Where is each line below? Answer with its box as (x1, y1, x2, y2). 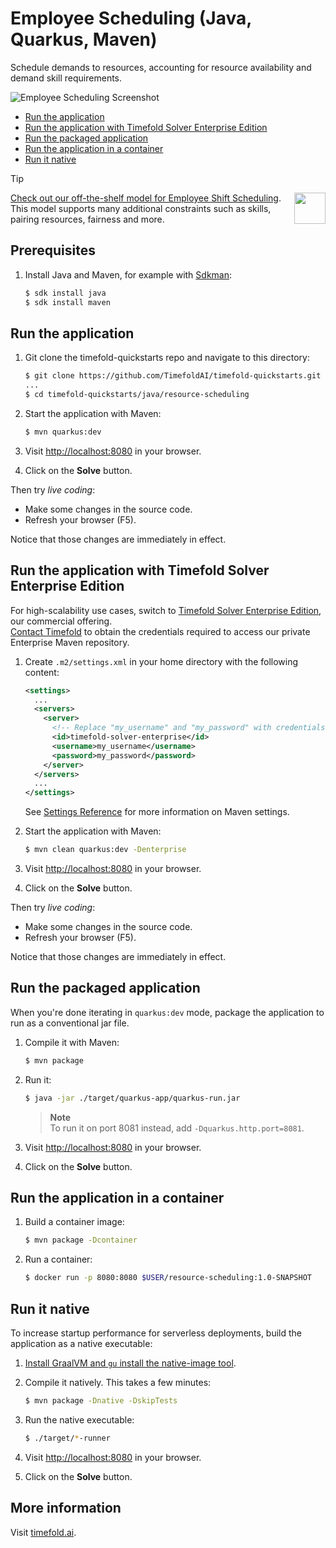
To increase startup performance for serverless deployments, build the (10, 1327, 303, 1339)
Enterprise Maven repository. (10, 636, 130, 648)
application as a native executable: (10, 1337, 153, 1349)
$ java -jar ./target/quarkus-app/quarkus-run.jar (24, 1093, 241, 1103)
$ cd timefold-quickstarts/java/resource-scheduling (24, 390, 250, 400)
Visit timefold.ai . (10, 1526, 77, 1538)
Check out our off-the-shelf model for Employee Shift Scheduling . (10, 192, 282, 204)
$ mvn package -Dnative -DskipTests (24, 1395, 178, 1406)
